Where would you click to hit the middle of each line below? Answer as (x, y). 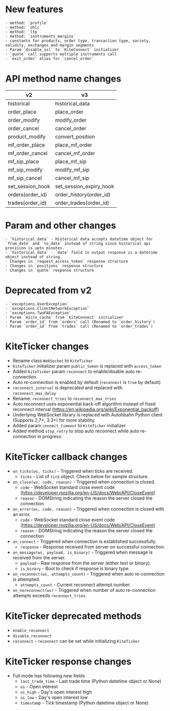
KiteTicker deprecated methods (74, 616)
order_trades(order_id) (82, 203)
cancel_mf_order (75, 153)
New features (34, 9)
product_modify (27, 136)
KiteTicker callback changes (66, 457)
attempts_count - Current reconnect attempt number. (75, 585)
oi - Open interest (39, 687)
